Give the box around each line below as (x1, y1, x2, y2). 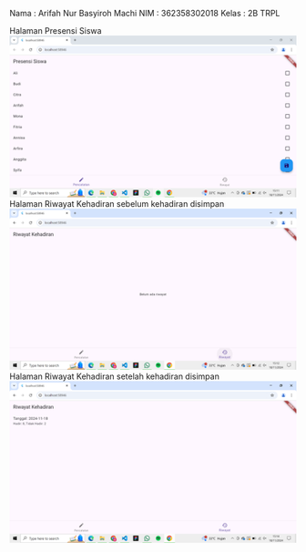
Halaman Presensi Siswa (9, 26, 102, 36)
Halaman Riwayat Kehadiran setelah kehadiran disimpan (9, 371, 220, 382)
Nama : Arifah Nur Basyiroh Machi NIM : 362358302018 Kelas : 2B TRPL (9, 8, 280, 18)
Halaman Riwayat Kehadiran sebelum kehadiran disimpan (9, 198, 225, 209)
